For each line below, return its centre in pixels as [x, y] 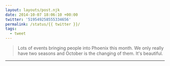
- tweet [18, 34]
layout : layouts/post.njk [32, 10]
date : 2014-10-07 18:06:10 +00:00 [42, 15]
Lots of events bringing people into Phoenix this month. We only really [91, 48]
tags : [11, 29]
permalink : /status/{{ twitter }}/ [43, 24]
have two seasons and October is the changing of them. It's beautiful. [90, 53]
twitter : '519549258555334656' [38, 19]
